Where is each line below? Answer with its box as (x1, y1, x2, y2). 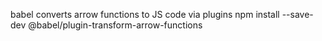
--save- (281, 9, 314, 20)
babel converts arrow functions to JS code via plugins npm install (10, 9, 280, 20)
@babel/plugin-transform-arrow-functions (28, 19, 203, 31)
